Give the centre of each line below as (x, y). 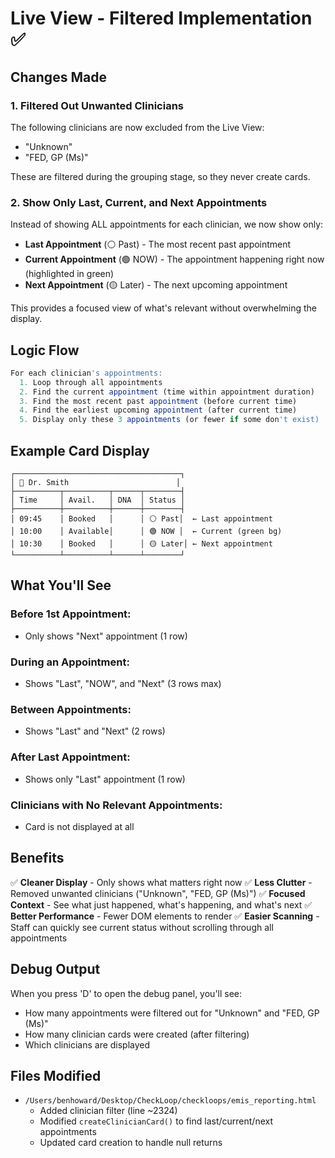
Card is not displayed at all (79, 826)
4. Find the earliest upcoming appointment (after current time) (158, 410)
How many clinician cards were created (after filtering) (137, 1034)
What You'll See (61, 585)
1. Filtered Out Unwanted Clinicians (97, 105)
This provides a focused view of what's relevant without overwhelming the (164, 308)
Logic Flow (45, 350)
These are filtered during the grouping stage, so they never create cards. (160, 176)
